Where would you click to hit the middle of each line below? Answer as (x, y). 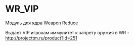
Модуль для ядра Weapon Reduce (42, 23)
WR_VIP (22, 9)
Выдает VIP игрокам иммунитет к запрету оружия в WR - (68, 32)
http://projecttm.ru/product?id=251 (41, 38)
